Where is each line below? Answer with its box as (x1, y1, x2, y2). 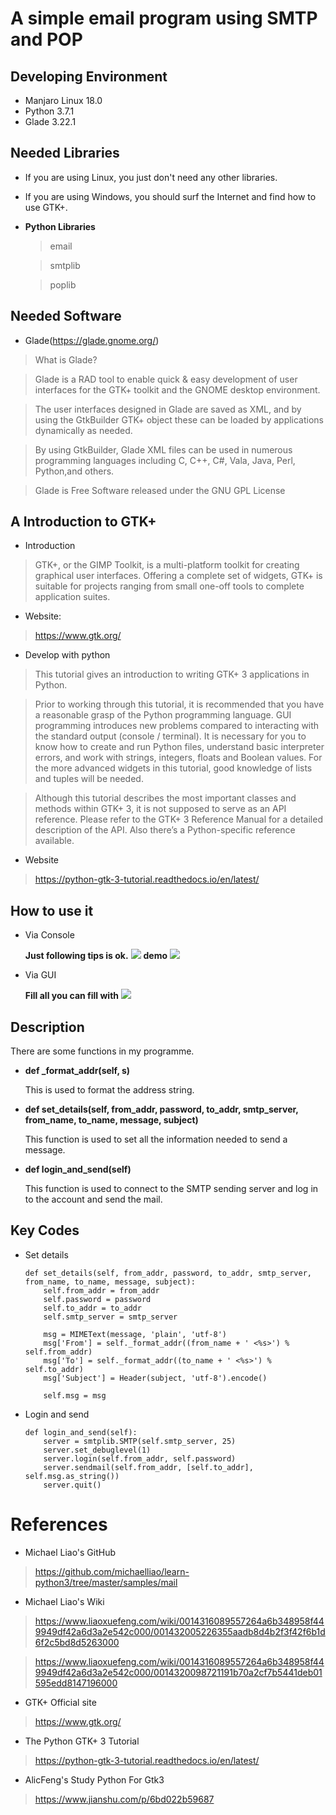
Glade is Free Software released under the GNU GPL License (34, 484, 286, 496)
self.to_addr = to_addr (43, 1303, 142, 1313)
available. (34, 835, 75, 847)
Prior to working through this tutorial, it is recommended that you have (34, 698, 325, 711)
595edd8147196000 (34, 1677, 118, 1689)
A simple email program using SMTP (10, 7, 318, 30)
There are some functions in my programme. (10, 1045, 195, 1057)
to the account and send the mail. (24, 1193, 163, 1206)
